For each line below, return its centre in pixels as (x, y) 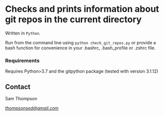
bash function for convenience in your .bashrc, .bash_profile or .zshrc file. (80, 48)
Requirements (22, 60)
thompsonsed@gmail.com (32, 108)
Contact (18, 87)
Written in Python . (23, 33)
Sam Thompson (21, 99)
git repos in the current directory (73, 19)
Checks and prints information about (82, 9)
